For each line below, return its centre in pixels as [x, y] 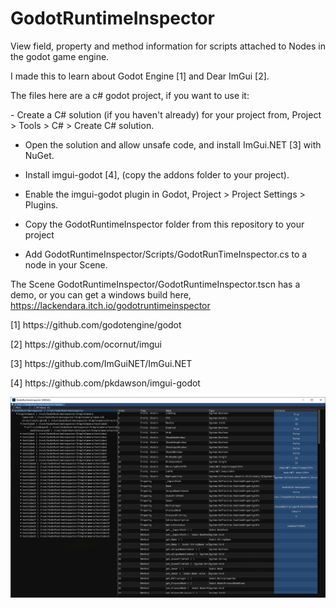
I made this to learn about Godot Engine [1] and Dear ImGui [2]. [140, 76]
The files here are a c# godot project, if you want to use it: [130, 95]
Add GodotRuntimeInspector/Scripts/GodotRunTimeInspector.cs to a [166, 254]
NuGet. [39, 155]
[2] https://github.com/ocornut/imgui [86, 344]
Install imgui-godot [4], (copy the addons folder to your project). [157, 174]
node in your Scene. [66, 264]
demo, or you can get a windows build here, [101, 294]
